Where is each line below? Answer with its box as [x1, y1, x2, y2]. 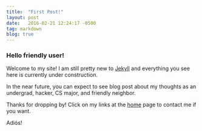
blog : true [6, 31, 34, 37]
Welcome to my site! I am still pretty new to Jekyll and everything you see [6, 65, 190, 72]
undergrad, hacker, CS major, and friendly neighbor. [6, 89, 136, 97]
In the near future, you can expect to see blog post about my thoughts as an [6, 83, 197, 91]
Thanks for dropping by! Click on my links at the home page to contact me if [6, 101, 197, 109]
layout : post [6, 14, 39, 21]
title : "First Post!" [6, 8, 64, 15]
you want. [6, 107, 32, 115]
